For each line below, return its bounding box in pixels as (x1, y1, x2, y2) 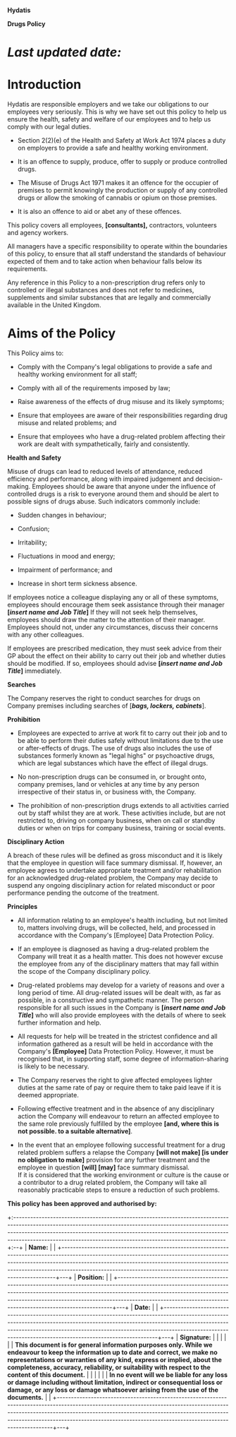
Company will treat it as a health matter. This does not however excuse (17, 953, 223, 961)
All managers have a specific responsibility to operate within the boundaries (7, 242, 228, 251)
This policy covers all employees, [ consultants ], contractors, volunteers (7, 221, 217, 229)
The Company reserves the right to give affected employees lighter (17, 1076, 213, 1085)
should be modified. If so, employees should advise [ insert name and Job (7, 660, 223, 668)
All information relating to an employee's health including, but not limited (17, 916, 228, 924)
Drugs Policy (7, 20, 46, 28)
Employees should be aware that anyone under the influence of (32, 482, 216, 491)
